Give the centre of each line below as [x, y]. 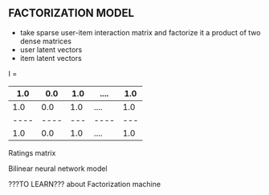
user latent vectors [51, 49]
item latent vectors [51, 58]
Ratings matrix [32, 152]
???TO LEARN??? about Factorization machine [85, 184]
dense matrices [46, 41]
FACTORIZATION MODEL [71, 13]
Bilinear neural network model [58, 169]
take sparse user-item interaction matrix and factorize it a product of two [140, 32]
